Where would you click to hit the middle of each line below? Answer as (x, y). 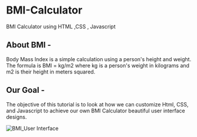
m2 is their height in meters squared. (51, 72)
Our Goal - (26, 90)
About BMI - (29, 45)
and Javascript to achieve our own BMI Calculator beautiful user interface (96, 111)
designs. (17, 117)
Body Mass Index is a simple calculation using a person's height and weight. (99, 59)
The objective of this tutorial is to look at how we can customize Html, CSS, (97, 104)
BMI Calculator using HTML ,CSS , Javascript (61, 26)
